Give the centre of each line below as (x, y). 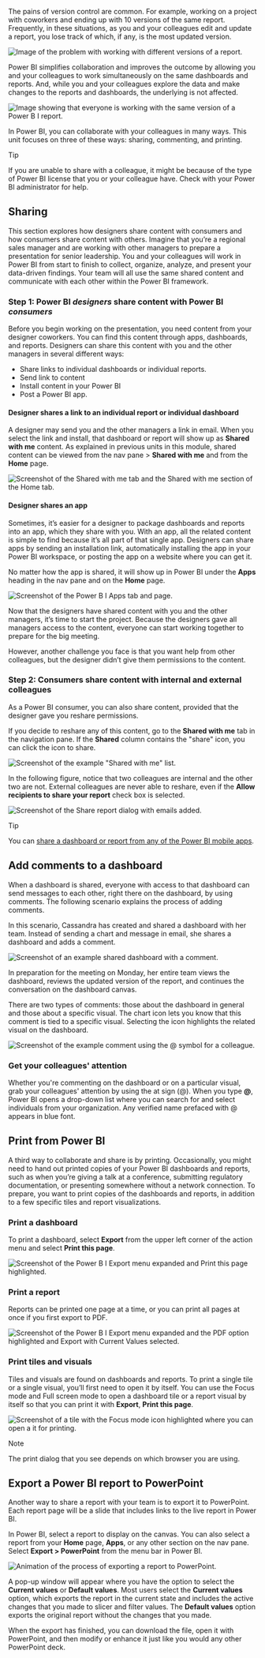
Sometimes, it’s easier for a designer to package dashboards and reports (127, 523)
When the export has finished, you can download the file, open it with (121, 1630)
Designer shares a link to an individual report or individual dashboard (123, 412)
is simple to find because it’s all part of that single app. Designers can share (131, 539)
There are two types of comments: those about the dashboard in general (126, 1004)
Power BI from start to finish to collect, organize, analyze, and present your (130, 264)
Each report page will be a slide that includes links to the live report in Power (132, 1510)
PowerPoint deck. (37, 1647)
